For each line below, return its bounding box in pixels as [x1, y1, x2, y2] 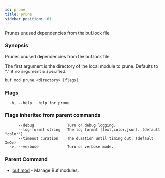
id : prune [5, 7, 26, 12]
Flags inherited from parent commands [5, 111, 101, 118]
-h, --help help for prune [9, 100, 70, 105]
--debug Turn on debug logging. [18, 123, 116, 128]
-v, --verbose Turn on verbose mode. [9, 144, 114, 149]
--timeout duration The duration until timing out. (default [18, 136, 154, 141]
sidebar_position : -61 [5, 16, 52, 21]
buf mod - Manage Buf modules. [12, 167, 79, 173]
